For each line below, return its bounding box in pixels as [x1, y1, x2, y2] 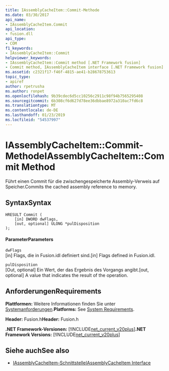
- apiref [5, 79, 24, 84]
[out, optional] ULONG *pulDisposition [14, 221, 100, 226]
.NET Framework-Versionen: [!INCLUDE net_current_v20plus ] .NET [5, 326, 146, 332]
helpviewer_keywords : [5, 55, 52, 61]
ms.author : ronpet [5, 88, 45, 94]
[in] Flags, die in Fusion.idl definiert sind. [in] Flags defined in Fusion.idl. [5, 252, 156, 258]
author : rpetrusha [5, 84, 45, 89]
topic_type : [5, 74, 31, 80]
